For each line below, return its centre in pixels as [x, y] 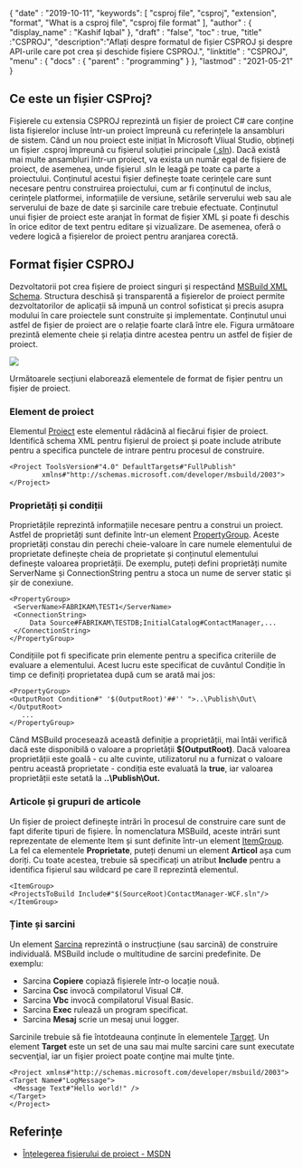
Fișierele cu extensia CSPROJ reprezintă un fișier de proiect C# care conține [151, 120]
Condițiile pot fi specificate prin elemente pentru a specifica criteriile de [143, 655]
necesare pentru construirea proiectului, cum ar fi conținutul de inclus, [141, 188]
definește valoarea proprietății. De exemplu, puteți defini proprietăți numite [148, 563]
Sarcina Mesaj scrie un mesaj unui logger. [100, 1019]
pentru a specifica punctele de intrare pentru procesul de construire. [137, 450]
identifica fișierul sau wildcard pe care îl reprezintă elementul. [124, 869]
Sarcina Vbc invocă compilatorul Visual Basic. [108, 1000]
